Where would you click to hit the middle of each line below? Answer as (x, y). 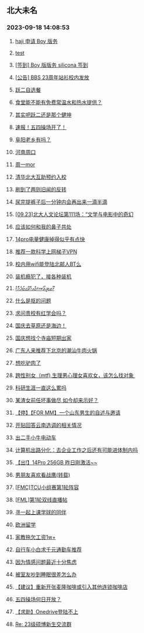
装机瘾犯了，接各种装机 (43, 276)
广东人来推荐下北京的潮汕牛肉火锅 (56, 350)
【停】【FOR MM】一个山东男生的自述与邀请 (68, 412)
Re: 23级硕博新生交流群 (43, 624)
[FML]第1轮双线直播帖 (41, 499)
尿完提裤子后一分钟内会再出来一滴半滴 (61, 201)
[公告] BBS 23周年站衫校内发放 (52, 77)
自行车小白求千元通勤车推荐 (48, 549)
